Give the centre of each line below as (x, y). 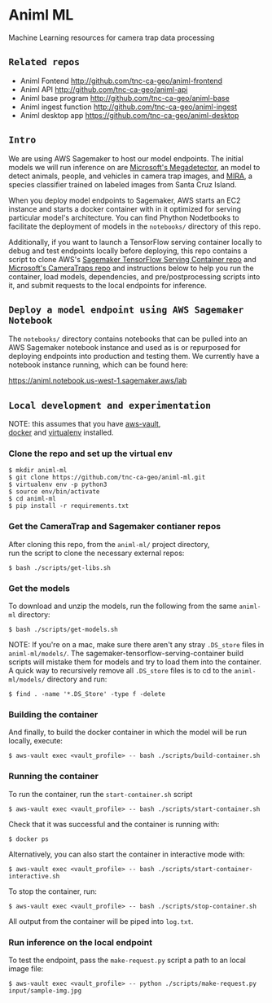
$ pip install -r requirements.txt (69, 506)
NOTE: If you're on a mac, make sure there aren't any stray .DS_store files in (136, 645)
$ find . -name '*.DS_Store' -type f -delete (87, 694)
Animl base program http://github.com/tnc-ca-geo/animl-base (125, 98)
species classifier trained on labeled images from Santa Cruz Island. (123, 184)
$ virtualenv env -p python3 (58, 485)
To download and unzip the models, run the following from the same (123, 606)
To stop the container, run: (53, 891)
